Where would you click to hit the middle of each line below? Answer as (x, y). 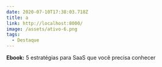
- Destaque (26, 40)
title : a (17, 18)
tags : (13, 35)
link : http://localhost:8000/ (45, 23)
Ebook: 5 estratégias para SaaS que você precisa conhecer (81, 58)
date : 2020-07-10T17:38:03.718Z (47, 12)
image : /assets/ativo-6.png (42, 29)
